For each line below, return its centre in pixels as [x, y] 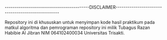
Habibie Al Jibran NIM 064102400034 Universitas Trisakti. [65, 33]
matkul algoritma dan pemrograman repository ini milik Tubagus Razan [77, 27]
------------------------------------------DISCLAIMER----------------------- [83, 7]
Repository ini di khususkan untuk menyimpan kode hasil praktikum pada [80, 22]
